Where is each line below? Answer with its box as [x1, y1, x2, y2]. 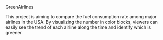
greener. [5, 30, 23, 35]
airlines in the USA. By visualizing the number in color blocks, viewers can [5, 19, 158, 25]
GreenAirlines [5, 4, 34, 10]
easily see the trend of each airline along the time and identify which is [5, 24, 151, 30]
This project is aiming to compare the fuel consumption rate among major [5, 14, 157, 19]
